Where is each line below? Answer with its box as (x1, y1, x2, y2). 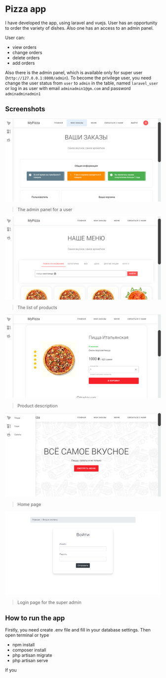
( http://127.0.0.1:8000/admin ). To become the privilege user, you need (5, 75, 152, 81)
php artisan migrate (12, 652, 52, 658)
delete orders (12, 54, 40, 60)
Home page (17, 501, 41, 507)
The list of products (17, 305, 58, 311)
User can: (5, 35, 25, 41)
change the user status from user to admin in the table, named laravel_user (5, 80, 159, 86)
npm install (12, 642, 35, 648)
